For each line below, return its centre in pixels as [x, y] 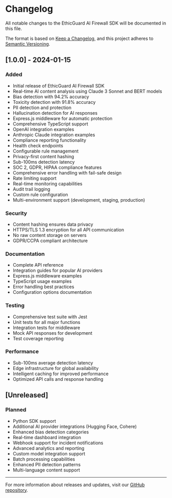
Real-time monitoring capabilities [48, 183]
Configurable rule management [46, 151]
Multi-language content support [46, 470]
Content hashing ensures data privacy [53, 224]
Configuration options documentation [52, 292]
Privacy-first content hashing [43, 156]
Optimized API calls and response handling [58, 379]
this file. [14, 28]
